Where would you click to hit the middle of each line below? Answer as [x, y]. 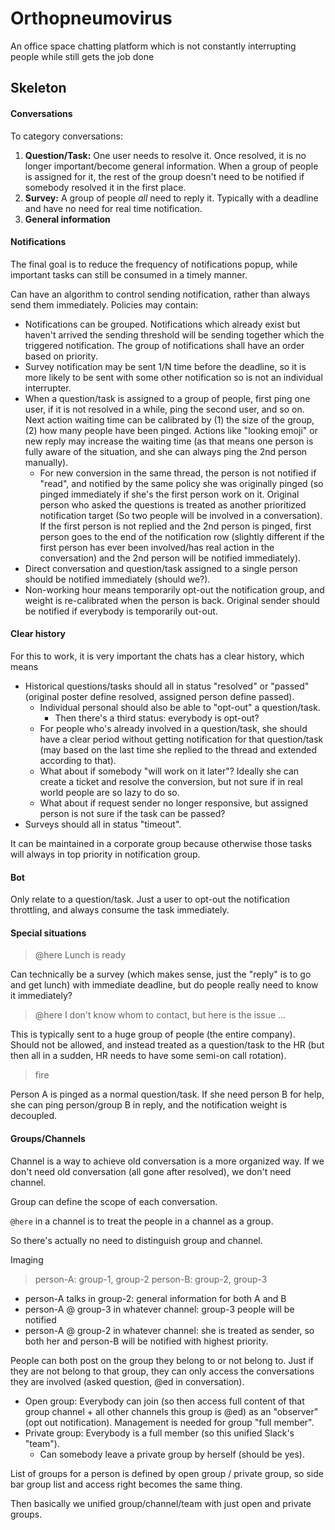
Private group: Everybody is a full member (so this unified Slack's [159, 1433]
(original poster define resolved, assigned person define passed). [159, 696]
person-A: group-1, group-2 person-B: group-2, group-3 [151, 1279]
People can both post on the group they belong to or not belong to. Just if [162, 1360]
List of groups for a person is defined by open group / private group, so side [167, 1473]
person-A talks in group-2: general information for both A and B [155, 1298]
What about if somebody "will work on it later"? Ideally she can [169, 771]
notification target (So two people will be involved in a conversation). [181, 515]
